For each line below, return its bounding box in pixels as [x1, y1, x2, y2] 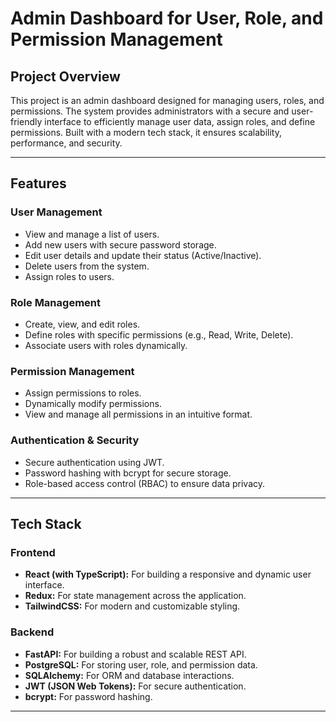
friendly [10, 116, 43, 127]
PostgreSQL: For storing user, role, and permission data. [24, 658, 258, 671]
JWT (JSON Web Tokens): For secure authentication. [24, 680, 247, 692]
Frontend [10, 545, 56, 559]
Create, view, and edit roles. [24, 318, 141, 330]
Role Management [10, 295, 101, 309]
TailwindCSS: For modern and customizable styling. [24, 600, 241, 612]
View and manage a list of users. [24, 228, 160, 240]
